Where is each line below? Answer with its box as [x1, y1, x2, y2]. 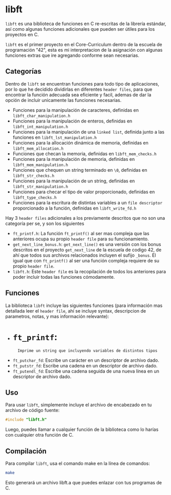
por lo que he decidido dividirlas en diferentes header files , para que [5, 86, 153, 92]
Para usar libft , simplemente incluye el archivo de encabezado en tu [5, 402, 152, 408]
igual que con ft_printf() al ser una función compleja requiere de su [12, 257, 160, 263]
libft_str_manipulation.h [12, 184, 68, 189]
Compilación [5, 447, 47, 456]
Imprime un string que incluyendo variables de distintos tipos [17, 348, 158, 353]
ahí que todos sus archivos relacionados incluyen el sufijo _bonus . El [12, 252, 156, 258]
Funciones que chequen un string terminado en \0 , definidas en [12, 167, 147, 173]
